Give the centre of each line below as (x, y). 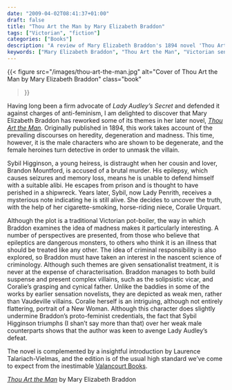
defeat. (17, 338)
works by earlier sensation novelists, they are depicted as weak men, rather (115, 293)
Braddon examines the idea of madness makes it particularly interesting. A (113, 228)
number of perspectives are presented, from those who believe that (104, 235)
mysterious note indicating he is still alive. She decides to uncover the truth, (115, 199)
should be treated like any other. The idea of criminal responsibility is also (112, 250)
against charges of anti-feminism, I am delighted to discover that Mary (107, 113)
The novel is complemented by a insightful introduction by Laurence (104, 351)
